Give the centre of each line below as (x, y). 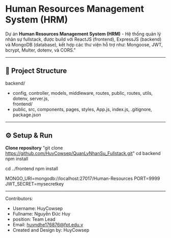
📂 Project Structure (36, 71)
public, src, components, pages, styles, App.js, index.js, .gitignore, (82, 109)
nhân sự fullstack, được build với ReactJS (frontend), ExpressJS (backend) (83, 39)
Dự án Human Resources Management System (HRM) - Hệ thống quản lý (83, 34)
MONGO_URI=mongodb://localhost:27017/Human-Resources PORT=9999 (83, 178)
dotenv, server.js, (31, 98)
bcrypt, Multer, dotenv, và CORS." (41, 50)
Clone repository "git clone (34, 148)
